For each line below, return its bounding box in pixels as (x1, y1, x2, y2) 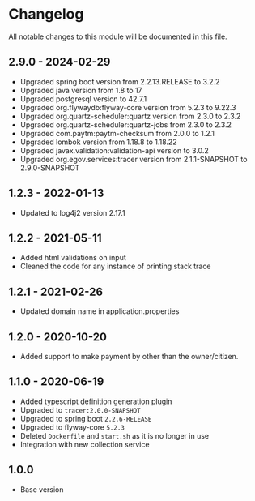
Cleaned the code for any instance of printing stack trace (19, 261, 211, 272)
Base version (19, 484, 64, 495)
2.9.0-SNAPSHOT (19, 163, 80, 173)
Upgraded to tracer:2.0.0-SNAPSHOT (19, 405, 141, 414)
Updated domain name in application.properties (19, 306, 180, 316)
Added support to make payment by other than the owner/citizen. (19, 352, 239, 361)
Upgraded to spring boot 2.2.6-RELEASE (19, 413, 152, 423)
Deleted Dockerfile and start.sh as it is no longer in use (19, 430, 210, 440)
